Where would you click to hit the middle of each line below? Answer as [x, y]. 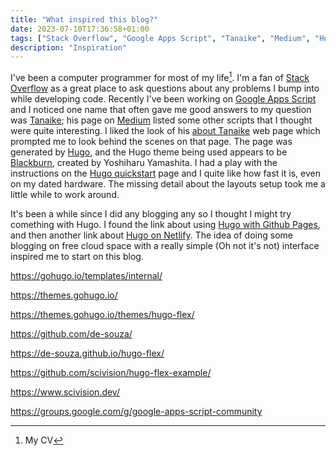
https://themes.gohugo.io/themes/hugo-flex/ [102, 314]
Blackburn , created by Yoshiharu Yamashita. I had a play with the [144, 162]
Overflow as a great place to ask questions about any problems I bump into [165, 88]
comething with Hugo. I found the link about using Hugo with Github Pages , [165, 224]
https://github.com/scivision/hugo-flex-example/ [111, 372]
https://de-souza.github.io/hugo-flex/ [87, 353]
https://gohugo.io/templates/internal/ [86, 275]
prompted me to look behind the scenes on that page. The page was [151, 141]
